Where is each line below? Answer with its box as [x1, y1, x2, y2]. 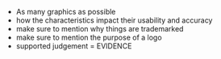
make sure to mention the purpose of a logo [15, 32, 163, 42]
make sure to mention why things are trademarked [15, 24, 184, 33]
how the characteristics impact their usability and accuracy [15, 15, 213, 25]
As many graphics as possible [15, 7, 116, 16]
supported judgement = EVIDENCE [15, 41, 132, 51]
